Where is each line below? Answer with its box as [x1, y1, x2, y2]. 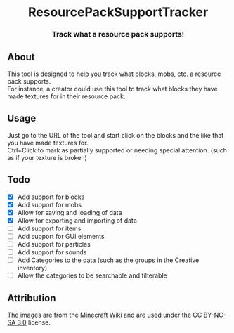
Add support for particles [17, 240, 91, 248]
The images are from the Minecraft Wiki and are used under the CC [7, 311, 202, 319]
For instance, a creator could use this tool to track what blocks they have [7, 84, 218, 93]
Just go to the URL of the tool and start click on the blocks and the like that [7, 131, 224, 139]
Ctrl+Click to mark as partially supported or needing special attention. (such [7, 145, 227, 155]
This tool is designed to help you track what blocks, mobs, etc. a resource [7, 70, 221, 78]
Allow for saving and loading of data [17, 208, 122, 216]
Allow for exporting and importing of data [17, 216, 137, 225]
